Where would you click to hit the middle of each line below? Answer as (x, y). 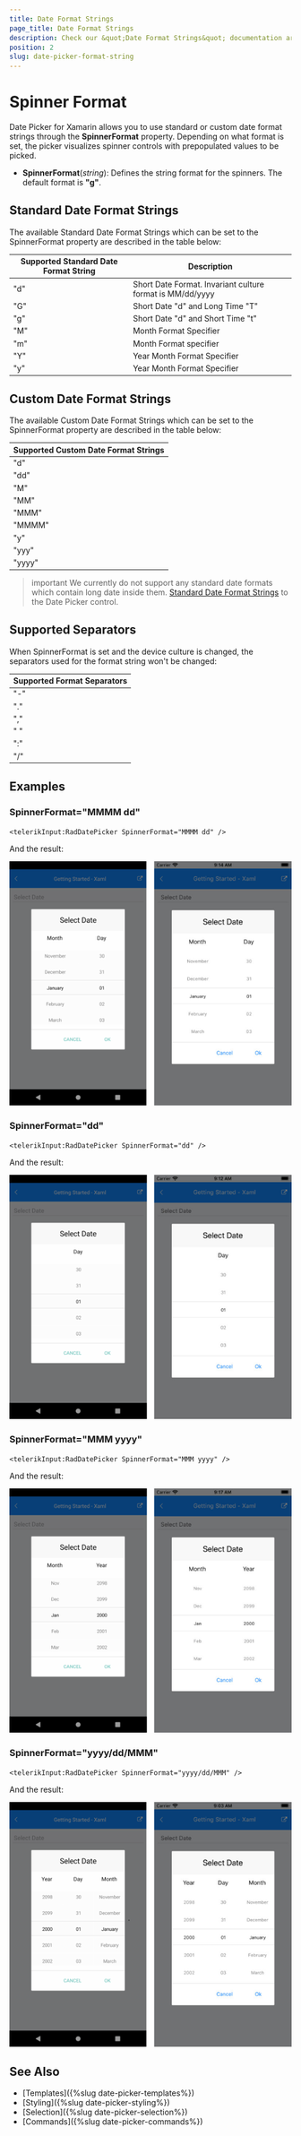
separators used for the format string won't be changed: (113, 661)
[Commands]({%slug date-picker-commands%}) (112, 2122)
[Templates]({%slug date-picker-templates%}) (108, 2093)
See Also (34, 2071)
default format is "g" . (61, 183)
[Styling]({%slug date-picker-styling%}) (96, 2103)
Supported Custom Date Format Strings (89, 450)
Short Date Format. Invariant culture (198, 284)
